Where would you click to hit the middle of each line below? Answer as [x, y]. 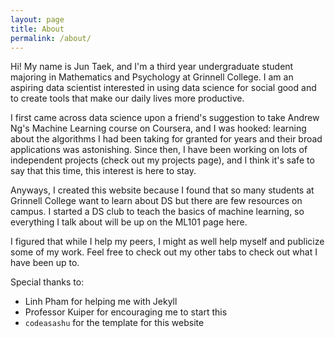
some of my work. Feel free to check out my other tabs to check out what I [164, 252]
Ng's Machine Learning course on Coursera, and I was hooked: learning [158, 128]
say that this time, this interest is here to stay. [103, 171]
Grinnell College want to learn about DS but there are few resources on [156, 201]
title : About [37, 29]
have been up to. [45, 263]
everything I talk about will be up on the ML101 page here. [129, 222]
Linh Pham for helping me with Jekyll [101, 302]
